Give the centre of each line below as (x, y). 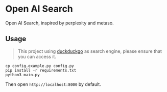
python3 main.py (22, 75)
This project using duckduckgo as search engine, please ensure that (90, 51)
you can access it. (37, 56)
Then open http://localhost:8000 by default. (53, 84)
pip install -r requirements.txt (41, 70)
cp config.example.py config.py (40, 66)
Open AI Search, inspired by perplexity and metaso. (59, 23)
